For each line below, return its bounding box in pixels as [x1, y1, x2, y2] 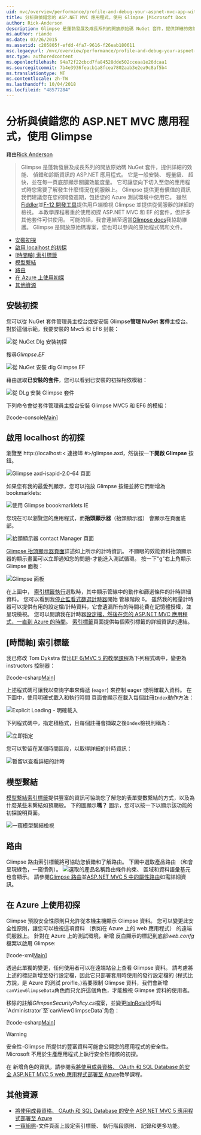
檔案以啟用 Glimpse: [6, 939, 56, 946]
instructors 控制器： [6, 662, 56, 670]
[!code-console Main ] [6, 414, 58, 421]
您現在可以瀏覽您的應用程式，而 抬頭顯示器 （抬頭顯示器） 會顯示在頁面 [6, 515, 181, 522]
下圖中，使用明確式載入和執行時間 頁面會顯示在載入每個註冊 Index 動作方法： [6, 694, 194, 701]
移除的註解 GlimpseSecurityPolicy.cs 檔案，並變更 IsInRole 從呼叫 [6, 999, 162, 1006]
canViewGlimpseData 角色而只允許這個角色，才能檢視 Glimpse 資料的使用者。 [6, 986, 193, 994]
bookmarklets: [6, 489, 42, 497]
